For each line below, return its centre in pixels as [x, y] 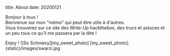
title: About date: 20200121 [33, 7]
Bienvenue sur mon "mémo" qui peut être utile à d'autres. [65, 22]
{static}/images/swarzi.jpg [33, 48]
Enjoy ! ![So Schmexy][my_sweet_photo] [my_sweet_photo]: [67, 43]
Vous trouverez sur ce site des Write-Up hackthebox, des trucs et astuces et [85, 28]
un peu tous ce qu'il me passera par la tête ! [51, 33]
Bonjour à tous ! [22, 17]
